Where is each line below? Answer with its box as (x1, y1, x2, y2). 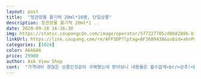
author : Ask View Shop (6, 58, 63, 64)
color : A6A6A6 (6, 48, 42, 53)
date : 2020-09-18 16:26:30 (6, 25, 74, 31)
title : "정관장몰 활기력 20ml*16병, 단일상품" (6, 14, 112, 20)
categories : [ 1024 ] (6, 42, 55, 48)
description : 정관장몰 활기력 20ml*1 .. (6, 20, 100, 26)
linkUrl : (6, 36, 28, 42)
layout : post (6, 8, 39, 15)
